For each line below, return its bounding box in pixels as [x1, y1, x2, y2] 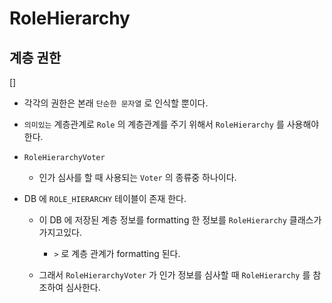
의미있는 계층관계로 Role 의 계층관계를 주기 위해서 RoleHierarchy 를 [23, 118, 285, 130]
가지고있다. [38, 227, 83, 238]
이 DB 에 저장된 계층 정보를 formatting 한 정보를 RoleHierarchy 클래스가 [38, 214, 322, 226]
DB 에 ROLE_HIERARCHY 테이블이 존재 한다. [23, 193, 187, 204]
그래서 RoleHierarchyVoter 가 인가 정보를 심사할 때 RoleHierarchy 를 [38, 269, 311, 281]
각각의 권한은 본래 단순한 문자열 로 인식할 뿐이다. [23, 97, 209, 109]
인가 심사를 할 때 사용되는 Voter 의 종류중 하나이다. [38, 172, 237, 183]
